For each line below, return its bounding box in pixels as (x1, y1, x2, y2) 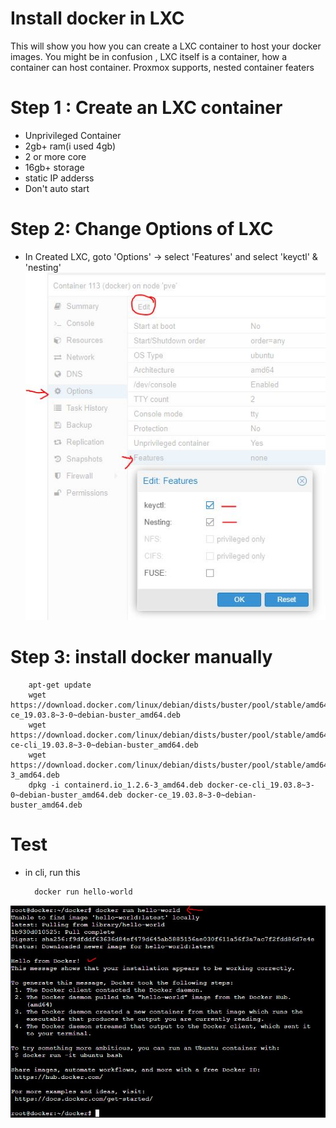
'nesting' (24, 261, 62, 273)
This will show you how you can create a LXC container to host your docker (10, 40, 322, 52)
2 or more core (24, 150, 87, 162)
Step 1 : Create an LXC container (10, 97, 283, 119)
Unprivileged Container (24, 129, 122, 141)
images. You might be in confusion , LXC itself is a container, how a (10, 50, 288, 62)
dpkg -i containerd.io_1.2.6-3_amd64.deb (28, 780, 203, 790)
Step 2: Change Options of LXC (10, 218, 274, 241)
